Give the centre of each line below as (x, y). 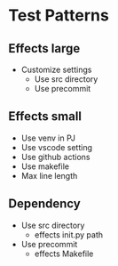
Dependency (44, 204)
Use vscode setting (56, 147)
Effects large (44, 48)
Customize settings (56, 69)
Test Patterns (59, 16)
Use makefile (45, 166)
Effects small (45, 117)
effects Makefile (64, 254)
